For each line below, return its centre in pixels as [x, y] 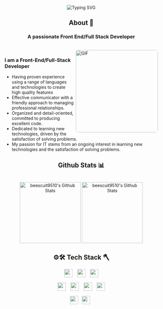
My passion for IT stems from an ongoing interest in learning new [77, 144]
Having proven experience [38, 77]
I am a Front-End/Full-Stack [38, 60]
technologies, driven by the [39, 134]
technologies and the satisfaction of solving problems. [66, 149]
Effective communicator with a [42, 97]
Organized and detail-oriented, [42, 113]
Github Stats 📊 [81, 165]
